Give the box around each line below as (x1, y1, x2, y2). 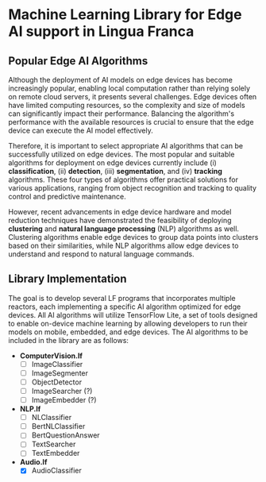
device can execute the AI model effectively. (8, 125, 153, 135)
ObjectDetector (31, 377, 82, 387)
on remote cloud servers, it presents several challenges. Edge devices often (8, 92, 257, 101)
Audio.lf (19, 457, 48, 467)
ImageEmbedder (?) (31, 395, 97, 405)
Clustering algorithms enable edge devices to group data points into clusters (8, 233, 259, 241)
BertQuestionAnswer (31, 430, 101, 440)
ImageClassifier (31, 359, 83, 368)
